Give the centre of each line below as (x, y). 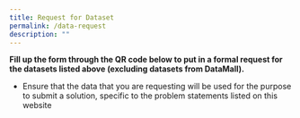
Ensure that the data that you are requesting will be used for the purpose (157, 87)
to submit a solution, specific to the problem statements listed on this (150, 96)
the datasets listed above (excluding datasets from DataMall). (127, 69)
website (37, 105)
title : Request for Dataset (62, 17)
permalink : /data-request (57, 26)
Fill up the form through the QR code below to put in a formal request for (146, 60)
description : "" (40, 34)
